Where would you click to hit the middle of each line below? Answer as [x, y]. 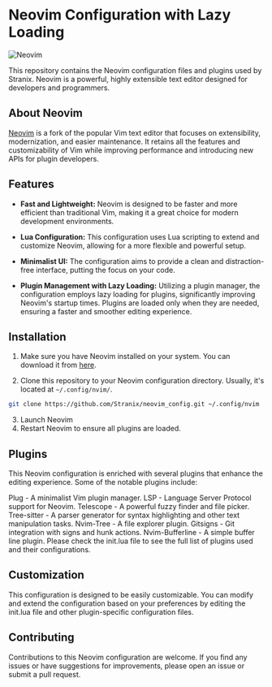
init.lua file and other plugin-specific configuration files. [101, 611]
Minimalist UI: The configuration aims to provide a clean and [122, 261]
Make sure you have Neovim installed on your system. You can [125, 356]
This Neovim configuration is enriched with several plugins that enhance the [136, 473]
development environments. [67, 221]
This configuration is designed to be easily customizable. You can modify [131, 594]
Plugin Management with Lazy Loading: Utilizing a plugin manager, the [140, 285]
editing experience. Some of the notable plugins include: [103, 482]
